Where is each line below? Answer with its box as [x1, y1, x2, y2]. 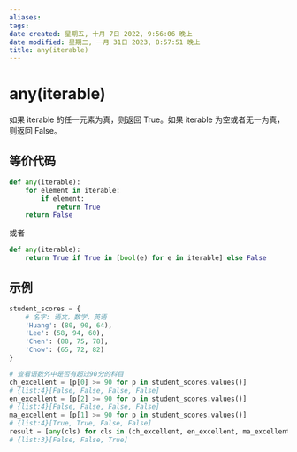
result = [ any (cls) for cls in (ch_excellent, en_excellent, [9, 427, 240, 436]
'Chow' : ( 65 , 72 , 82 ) [25, 346, 104, 355]
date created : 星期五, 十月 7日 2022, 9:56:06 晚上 [9, 29, 193, 38]
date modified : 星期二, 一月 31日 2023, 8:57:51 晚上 [9, 37, 201, 47]
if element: [41, 194, 86, 203]
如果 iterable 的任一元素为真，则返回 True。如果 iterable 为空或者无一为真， [9, 114, 286, 125]
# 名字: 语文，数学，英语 [25, 312, 108, 321]
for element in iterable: [25, 186, 121, 195]
